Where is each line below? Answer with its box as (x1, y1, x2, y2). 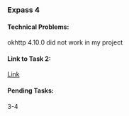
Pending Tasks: (7, 86, 55, 95)
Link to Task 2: (7, 54, 51, 63)
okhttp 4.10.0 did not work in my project (7, 38, 123, 47)
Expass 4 (7, 5, 40, 15)
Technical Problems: (7, 23, 69, 31)
